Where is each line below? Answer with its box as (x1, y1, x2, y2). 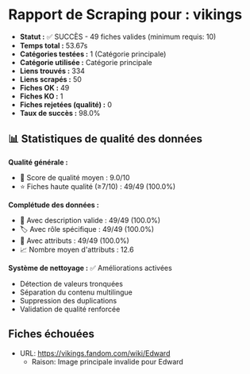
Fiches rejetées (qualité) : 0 (19, 99, 113, 109)
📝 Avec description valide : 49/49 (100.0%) (19, 215, 161, 225)
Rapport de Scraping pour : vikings (8, 6, 243, 24)
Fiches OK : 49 (19, 83, 70, 92)
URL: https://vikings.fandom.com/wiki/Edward (19, 348, 171, 358)
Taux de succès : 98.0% (19, 108, 101, 118)
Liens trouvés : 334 (19, 66, 86, 75)
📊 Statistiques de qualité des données (8, 133, 202, 146)
